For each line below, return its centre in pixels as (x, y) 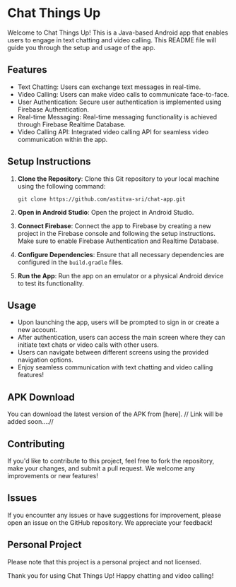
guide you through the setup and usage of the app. (81, 47)
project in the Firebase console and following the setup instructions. (116, 233)
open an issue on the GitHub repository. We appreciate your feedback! (110, 522)
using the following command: (61, 186)
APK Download (41, 397)
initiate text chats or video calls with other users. (88, 345)
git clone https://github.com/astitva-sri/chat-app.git (101, 199)
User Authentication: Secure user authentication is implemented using (119, 102)
